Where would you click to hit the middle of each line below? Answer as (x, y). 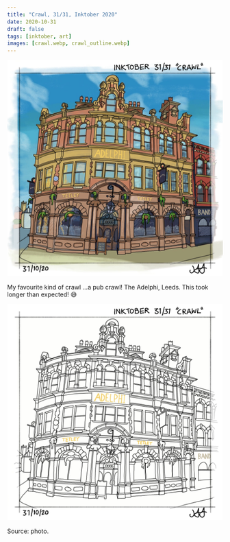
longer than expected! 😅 (42, 294)
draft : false (26, 29)
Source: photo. (28, 531)
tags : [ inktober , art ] (39, 36)
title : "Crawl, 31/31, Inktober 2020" (62, 14)
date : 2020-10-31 (32, 22)
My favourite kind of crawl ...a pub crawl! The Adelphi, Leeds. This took (108, 287)
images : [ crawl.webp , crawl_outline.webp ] (68, 44)
